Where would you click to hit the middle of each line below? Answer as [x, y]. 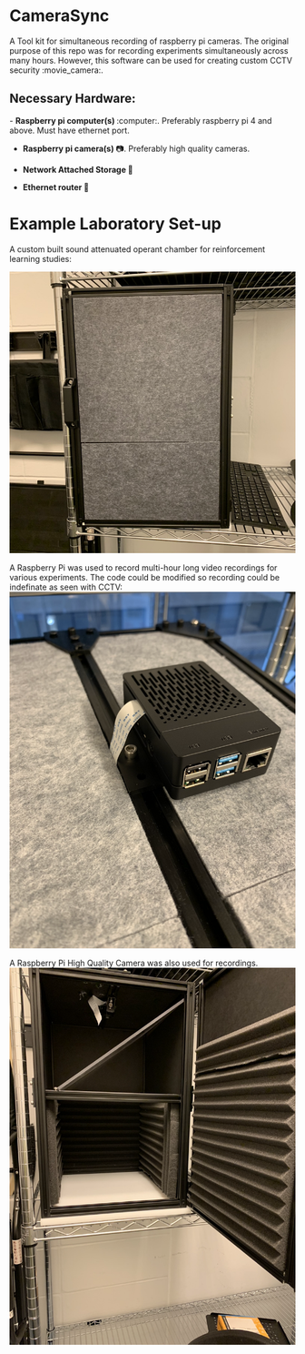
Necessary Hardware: [73, 99]
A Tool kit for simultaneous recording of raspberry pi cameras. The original [149, 41]
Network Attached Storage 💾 [78, 169]
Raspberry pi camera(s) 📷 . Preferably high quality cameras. [136, 148]
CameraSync [59, 16]
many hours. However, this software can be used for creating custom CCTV [151, 60]
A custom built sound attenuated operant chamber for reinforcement [138, 249]
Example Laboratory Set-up [116, 223]
